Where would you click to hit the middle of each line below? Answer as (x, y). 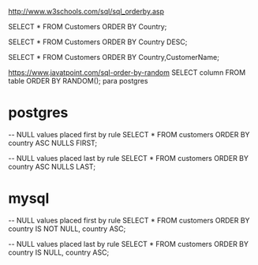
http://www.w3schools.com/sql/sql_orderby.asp (86, 11)
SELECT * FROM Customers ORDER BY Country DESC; (98, 42)
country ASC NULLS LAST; (52, 166)
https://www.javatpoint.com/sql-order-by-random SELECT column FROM (127, 73)
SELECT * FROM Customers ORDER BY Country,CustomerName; (114, 57)
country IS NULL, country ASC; (59, 252)
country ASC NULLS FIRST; (53, 143)
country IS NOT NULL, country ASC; (67, 229)
